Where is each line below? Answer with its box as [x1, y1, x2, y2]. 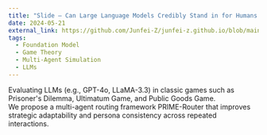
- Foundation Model [15, 41, 80, 49]
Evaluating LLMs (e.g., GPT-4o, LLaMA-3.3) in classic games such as [8, 85, 234, 94]
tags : [8, 33, 26, 42]
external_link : [8, 26, 59, 34]
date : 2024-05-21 [8, 19, 66, 27]
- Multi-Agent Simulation [15, 56, 102, 64]
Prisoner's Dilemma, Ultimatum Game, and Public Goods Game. [8, 93, 216, 103]
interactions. [8, 118, 49, 128]
